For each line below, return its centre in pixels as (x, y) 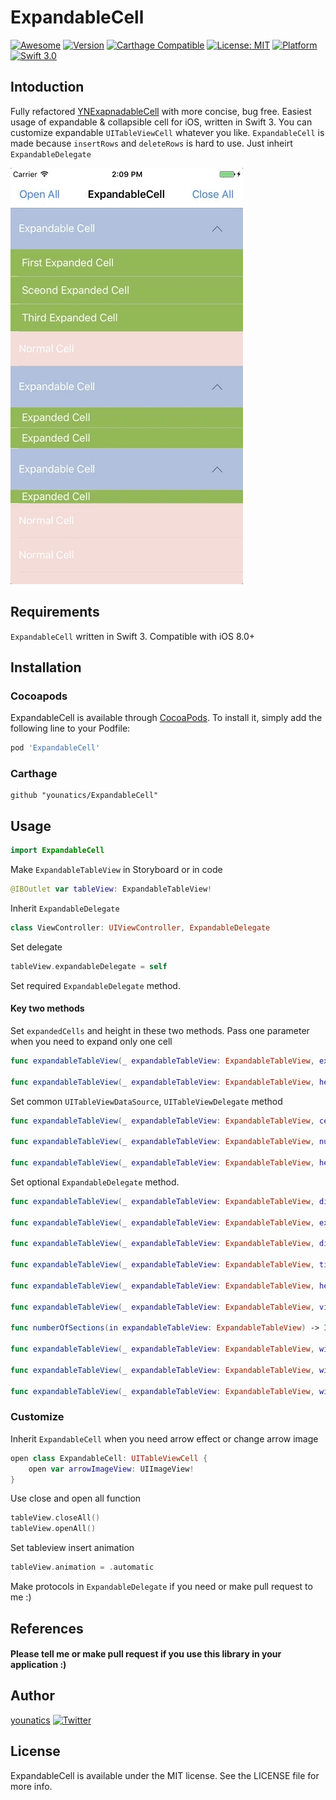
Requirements (55, 612)
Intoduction (47, 87)
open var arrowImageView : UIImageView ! (111, 1469)
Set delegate (36, 947)
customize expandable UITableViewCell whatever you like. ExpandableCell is (167, 132)
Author (32, 1696)
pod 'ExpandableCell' (55, 748)
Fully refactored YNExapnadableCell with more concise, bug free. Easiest (161, 111)
